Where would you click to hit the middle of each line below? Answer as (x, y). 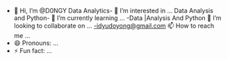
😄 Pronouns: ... (36, 43)
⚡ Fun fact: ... (33, 51)
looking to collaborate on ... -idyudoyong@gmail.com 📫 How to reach (114, 26)
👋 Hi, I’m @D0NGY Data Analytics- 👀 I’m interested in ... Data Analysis (113, 11)
